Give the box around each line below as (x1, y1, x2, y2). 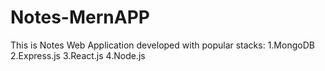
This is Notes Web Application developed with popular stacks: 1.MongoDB (10, 39, 315, 51)
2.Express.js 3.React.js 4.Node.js (10, 49, 146, 61)
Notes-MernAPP (10, 6, 150, 29)
